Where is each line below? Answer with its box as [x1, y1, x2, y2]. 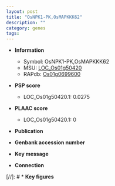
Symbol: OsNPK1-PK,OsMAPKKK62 [23, 58, 110, 65]
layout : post [6, 8, 38, 15]
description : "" [6, 19, 46, 25]
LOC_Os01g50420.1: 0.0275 [23, 94, 90, 101]
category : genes [6, 25, 46, 31]
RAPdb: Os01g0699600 [23, 71, 81, 78]
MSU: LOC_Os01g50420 [23, 64, 82, 71]
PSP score [14, 82, 40, 89]
